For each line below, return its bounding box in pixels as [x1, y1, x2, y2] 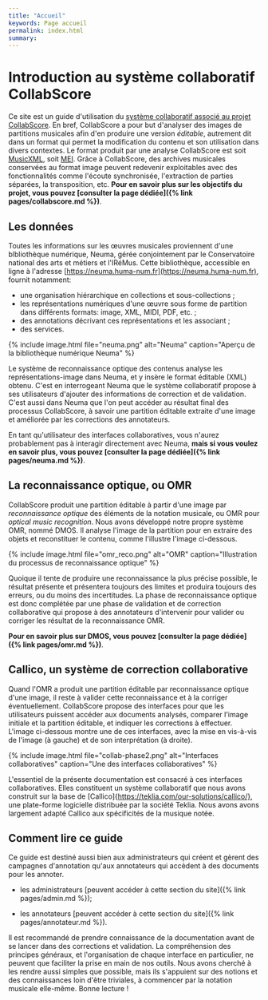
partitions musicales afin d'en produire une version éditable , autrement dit [8, 129, 251, 138]
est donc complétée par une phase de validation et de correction [8, 598, 222, 608]
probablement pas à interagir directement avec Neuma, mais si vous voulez [8, 438, 258, 448]
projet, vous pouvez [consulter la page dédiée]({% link [8, 188, 193, 198]
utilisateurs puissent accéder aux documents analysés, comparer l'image [8, 709, 249, 719]
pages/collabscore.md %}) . [8, 196, 102, 206]
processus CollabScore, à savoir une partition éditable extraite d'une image [8, 407, 256, 415]
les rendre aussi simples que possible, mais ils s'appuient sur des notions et [8, 967, 258, 977]
